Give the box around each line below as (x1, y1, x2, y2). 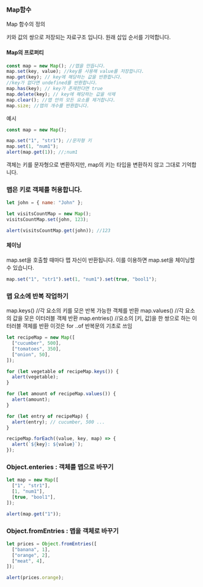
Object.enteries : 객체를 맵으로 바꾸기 (6, 463, 114, 471)
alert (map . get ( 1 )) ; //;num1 (6, 149, 78, 156)
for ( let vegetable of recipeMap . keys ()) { (6, 368, 119, 374)
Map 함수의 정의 (6, 20, 46, 28)
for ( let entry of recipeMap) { (6, 413, 89, 419)
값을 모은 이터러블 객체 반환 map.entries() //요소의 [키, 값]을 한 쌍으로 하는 (12, 314, 191, 322)
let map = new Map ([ (6, 477, 59, 483)
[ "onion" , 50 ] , (12, 351, 51, 358)
